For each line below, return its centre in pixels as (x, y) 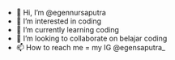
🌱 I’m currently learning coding (68, 30)
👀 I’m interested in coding (59, 21)
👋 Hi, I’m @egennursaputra (61, 13)
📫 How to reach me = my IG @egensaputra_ (91, 47)
